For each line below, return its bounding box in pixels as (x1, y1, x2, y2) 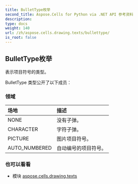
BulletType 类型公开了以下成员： (5, 79, 72, 85)
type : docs (5, 21, 28, 26)
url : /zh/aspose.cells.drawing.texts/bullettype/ (5, 30, 110, 35)
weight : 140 (5, 26, 30, 31)
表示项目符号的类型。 (5, 69, 49, 75)
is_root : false (5, 35, 37, 40)
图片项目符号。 (56, 135, 92, 142)
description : (5, 16, 32, 21)
